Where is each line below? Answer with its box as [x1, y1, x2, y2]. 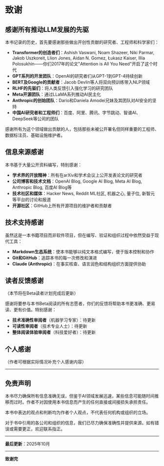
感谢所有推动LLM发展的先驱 [5, 25, 89, 34]
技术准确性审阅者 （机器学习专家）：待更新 [12, 317, 96, 323]
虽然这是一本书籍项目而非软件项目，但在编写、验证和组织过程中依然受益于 [5, 232, 155, 238]
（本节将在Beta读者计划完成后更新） [5, 290, 79, 296]
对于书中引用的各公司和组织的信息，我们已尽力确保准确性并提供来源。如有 [5, 420, 155, 426]
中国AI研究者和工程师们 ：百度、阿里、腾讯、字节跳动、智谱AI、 [12, 110, 141, 115]
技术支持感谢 [5, 218, 44, 227]
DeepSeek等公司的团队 [12, 116, 59, 122]
